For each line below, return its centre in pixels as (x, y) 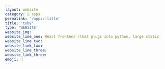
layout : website (22, 9)
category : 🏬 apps (23, 14)
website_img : (18, 32)
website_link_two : (24, 46)
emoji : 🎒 (14, 59)
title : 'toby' (20, 23)
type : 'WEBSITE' (22, 28)
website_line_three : (26, 50)
